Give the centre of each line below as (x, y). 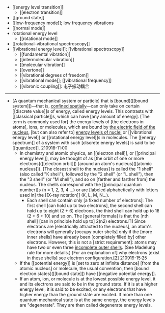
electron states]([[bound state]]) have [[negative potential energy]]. (88, 274)
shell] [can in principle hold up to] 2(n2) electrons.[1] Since (86, 221)
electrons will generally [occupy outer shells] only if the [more (89, 232)
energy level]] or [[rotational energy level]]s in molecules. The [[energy (84, 137)
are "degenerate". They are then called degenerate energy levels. (86, 305)
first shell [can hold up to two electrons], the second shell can (89, 206)
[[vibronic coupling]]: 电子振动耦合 (54, 86)
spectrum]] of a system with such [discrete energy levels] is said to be (83, 143)
